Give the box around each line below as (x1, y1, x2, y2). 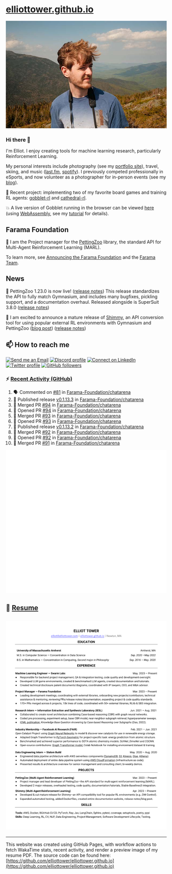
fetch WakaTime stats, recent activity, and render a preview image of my (6, 846, 158, 853)
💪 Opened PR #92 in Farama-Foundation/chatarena (13, 434, 121, 440)
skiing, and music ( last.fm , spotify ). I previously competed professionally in (6, 169, 164, 175)
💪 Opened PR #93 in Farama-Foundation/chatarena (13, 418, 121, 424)
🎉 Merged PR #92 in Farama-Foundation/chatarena (13, 429, 121, 435)
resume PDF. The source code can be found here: (6, 852, 111, 858)
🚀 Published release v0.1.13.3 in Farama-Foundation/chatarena (13, 396, 144, 402)
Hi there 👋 (6, 136, 31, 143)
